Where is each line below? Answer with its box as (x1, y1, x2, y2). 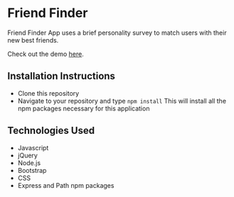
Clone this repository (17, 89, 80, 97)
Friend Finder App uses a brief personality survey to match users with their (7, 28, 227, 37)
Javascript (17, 143, 49, 152)
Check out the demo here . (7, 50, 84, 58)
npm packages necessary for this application (17, 104, 150, 113)
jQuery (17, 151, 38, 159)
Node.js (17, 158, 41, 167)
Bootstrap (17, 166, 47, 174)
